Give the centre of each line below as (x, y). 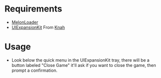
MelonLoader (25, 22)
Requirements (33, 9)
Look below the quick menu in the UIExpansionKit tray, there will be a (80, 60)
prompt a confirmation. (34, 70)
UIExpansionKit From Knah (38, 27)
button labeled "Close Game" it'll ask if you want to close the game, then (84, 65)
